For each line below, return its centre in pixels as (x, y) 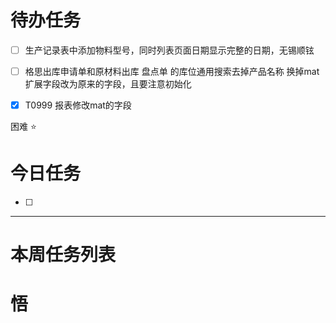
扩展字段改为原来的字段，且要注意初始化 (108, 84)
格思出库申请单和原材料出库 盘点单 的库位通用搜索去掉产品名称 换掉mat (172, 71)
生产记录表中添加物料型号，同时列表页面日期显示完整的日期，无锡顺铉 (169, 50)
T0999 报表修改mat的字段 (78, 105)
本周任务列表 (63, 255)
